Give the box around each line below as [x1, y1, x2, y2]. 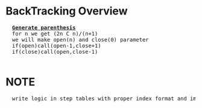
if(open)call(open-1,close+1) [11, 42, 101, 49]
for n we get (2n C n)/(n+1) [11, 30, 98, 37]
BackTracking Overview [5, 4, 128, 18]
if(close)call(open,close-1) [11, 48, 98, 55]
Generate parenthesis [11, 24, 76, 31]
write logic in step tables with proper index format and [11, 95, 188, 102]
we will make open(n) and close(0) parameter [11, 36, 149, 43]
